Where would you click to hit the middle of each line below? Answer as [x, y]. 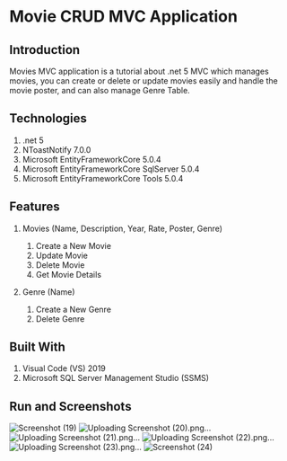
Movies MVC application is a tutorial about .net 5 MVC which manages [139, 71]
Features [35, 207]
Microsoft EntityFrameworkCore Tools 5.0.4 [103, 178]
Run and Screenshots [70, 406]
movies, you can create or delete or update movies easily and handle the [143, 81]
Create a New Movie [74, 245]
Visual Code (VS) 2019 [64, 368]
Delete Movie [60, 265]
